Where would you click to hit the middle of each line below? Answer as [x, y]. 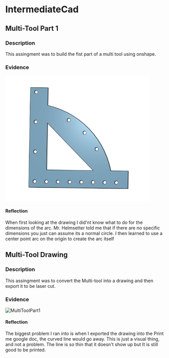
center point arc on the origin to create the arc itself [60, 239]
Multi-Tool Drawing [37, 255]
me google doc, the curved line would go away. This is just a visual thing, [82, 339]
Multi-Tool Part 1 [32, 28]
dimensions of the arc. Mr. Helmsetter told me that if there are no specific [83, 228]
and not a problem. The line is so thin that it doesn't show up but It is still [82, 345]
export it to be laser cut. [30, 286]
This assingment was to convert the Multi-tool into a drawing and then [79, 281]
